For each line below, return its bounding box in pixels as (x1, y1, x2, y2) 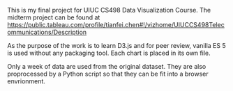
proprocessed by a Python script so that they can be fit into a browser (7, 69, 209, 78)
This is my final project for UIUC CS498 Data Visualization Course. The (7, 6, 211, 14)
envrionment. (7, 77, 45, 85)
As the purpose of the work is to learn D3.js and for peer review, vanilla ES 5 (7, 42, 227, 49)
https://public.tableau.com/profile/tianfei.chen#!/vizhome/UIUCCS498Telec (7, 21, 225, 28)
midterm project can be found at (7, 13, 100, 22)
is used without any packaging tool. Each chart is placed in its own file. (7, 49, 211, 57)
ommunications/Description (7, 28, 87, 36)
